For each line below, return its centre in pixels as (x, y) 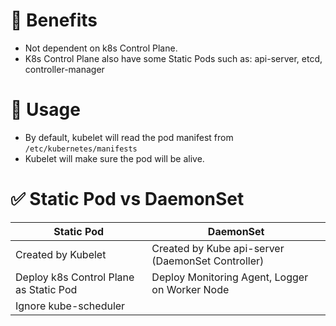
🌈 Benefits (54, 20)
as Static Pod (46, 289)
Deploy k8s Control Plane (75, 277)
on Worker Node (190, 289)
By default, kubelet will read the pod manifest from (129, 137)
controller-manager (64, 69)
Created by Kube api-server (218, 248)
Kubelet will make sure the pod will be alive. (114, 158)
